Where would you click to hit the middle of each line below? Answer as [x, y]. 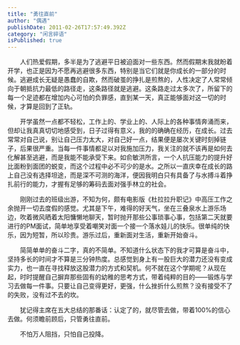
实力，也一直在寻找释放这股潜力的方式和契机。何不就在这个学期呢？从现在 [117, 268]
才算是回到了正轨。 [48, 106]
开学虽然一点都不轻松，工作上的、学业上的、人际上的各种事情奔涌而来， [126, 121]
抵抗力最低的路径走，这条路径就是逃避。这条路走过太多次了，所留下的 [129, 89]
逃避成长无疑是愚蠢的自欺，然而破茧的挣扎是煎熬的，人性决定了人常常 [123, 80]
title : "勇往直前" [33, 14]
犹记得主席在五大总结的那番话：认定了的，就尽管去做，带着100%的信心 [125, 310]
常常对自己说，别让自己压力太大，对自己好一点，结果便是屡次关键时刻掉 [114, 139]
